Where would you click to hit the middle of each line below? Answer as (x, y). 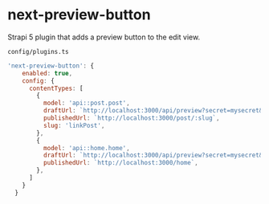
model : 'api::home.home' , (86, 148)
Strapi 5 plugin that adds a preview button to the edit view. (104, 37)
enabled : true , (47, 73)
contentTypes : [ (56, 88)
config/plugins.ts (38, 51)
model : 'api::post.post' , (86, 103)
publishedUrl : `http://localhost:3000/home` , (120, 163)
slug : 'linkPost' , (74, 125)
